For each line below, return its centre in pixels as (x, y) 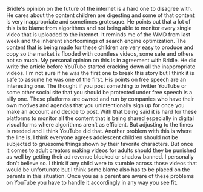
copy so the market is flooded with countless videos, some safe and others (100, 54)
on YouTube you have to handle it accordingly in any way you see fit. (92, 182)
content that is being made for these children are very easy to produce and (100, 47)
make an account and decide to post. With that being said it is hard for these (101, 112)
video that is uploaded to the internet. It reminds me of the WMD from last (98, 35)
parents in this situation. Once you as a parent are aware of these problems (100, 176)
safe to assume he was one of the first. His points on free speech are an (96, 79)
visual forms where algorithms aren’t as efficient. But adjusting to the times (100, 124)
